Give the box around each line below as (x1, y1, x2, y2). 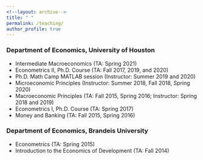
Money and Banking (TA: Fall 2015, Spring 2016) (15, 111, 136, 119)
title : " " (6, 15, 34, 21)
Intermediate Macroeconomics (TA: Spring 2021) (15, 60, 137, 67)
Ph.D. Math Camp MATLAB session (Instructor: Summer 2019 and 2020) (15, 72, 196, 80)
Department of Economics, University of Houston (6, 46, 155, 55)
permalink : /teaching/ (6, 20, 64, 26)
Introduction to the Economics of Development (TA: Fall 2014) (15, 147, 170, 154)
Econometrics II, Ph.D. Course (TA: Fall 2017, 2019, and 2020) (15, 66, 169, 74)
